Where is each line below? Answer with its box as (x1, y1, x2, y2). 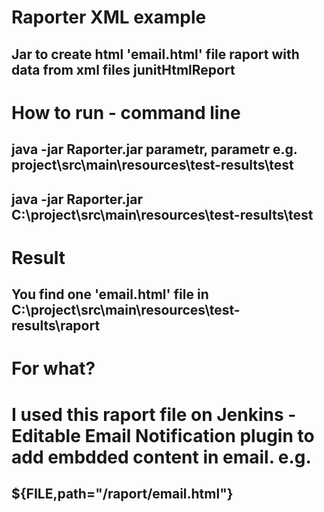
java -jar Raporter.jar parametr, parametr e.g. (11, 141, 298, 158)
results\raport (11, 317, 101, 335)
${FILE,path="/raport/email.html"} (11, 485, 234, 502)
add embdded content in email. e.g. (11, 446, 312, 468)
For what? (11, 357, 96, 380)
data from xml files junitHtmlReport (11, 61, 236, 78)
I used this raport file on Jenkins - (11, 403, 297, 426)
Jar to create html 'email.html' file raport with (11, 46, 300, 63)
